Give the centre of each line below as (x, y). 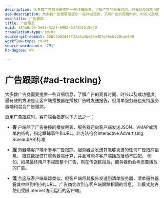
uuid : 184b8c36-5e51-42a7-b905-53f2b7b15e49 (51, 28)
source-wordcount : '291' (30, 46)
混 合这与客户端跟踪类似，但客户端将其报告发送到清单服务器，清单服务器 (85, 179)
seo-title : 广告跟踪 (24, 18)
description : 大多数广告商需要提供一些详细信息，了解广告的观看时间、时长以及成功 (79, 9)
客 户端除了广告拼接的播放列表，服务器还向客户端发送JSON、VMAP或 (82, 127)
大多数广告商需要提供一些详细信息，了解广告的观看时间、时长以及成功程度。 (82, 94)
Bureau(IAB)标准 (29, 140)
